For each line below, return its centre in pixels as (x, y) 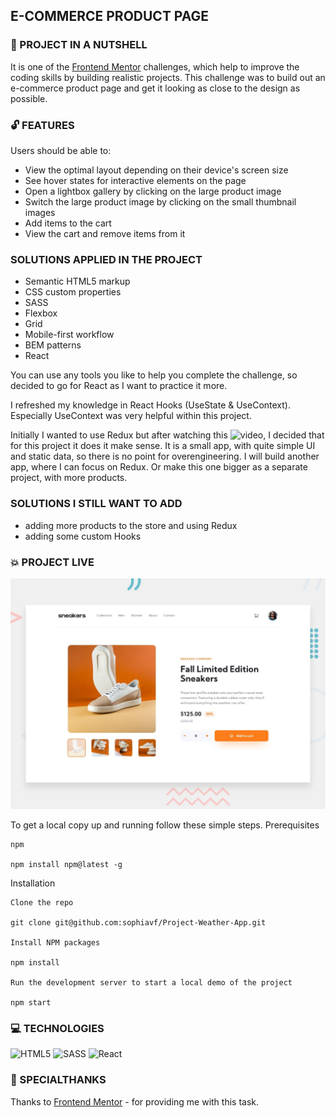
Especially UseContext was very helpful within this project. (131, 416)
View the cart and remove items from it (105, 233)
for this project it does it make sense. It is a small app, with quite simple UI (163, 446)
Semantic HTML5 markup (77, 281)
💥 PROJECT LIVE (52, 562)
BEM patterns (53, 345)
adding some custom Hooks (83, 536)
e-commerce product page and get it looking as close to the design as (155, 88)
